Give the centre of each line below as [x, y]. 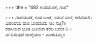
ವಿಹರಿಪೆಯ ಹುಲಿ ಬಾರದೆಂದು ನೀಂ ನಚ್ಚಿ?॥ [36, 23]
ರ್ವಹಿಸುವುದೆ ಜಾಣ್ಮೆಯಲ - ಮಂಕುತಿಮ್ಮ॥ [35, 34]
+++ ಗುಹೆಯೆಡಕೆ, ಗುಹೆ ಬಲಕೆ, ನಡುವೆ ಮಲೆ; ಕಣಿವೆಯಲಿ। [49, 17]
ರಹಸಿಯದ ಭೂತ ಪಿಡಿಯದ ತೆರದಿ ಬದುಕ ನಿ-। [39, 29]
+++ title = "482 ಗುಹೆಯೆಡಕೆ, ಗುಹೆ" [37, 7]
